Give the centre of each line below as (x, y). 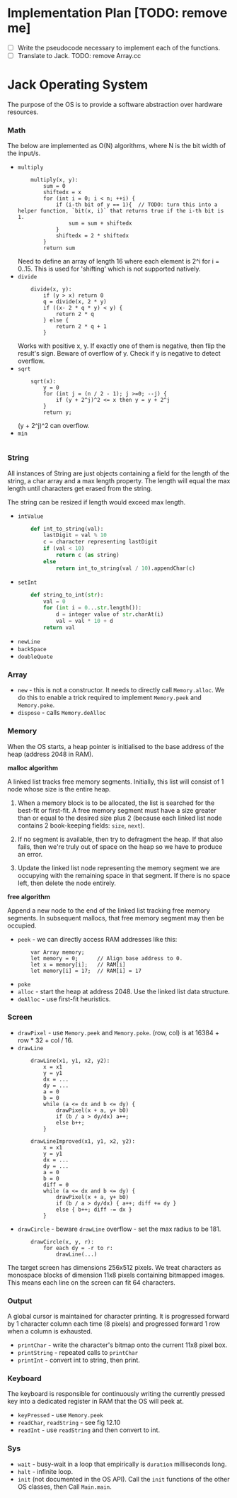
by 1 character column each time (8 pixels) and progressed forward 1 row (114, 1324)
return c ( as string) (87, 555)
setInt (27, 582)
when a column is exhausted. (50, 1331)
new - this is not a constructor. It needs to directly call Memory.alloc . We (121, 690)
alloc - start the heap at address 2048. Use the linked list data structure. (123, 991)
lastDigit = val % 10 (75, 535)
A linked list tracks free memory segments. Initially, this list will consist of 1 (116, 782)
